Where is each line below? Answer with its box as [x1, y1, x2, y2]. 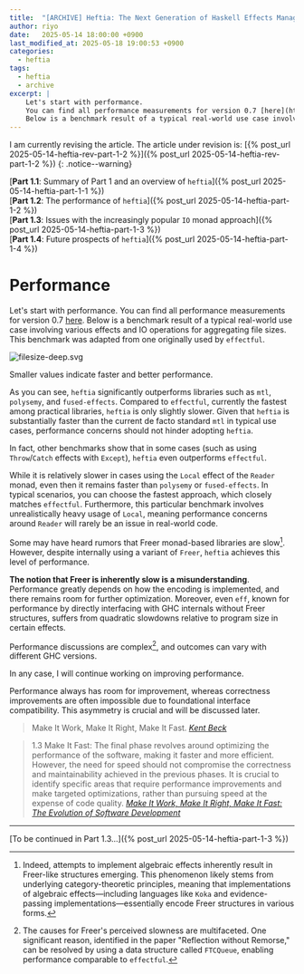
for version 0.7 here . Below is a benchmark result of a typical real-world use [9, 314, 293, 326]
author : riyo [9, 22, 59, 31]
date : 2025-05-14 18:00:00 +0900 [9, 30, 144, 39]
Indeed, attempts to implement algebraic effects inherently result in [22, 860, 273, 871]
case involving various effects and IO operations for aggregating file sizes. [9, 324, 287, 335]
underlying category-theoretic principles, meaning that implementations [22, 879, 291, 890]
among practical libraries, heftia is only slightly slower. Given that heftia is [9, 406, 290, 417]
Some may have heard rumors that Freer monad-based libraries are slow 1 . [9, 535, 285, 548]
